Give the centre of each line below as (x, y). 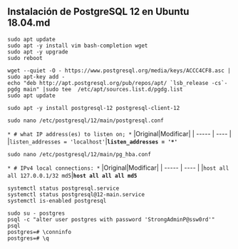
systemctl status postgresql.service (63, 188)
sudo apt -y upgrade (38, 52)
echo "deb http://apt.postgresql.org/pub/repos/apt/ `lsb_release (108, 83)
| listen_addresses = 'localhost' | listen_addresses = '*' (93, 141)
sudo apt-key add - (36, 77)
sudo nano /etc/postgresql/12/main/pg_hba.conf (79, 154)
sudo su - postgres (36, 213)
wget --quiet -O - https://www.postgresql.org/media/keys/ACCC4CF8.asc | (119, 71)
